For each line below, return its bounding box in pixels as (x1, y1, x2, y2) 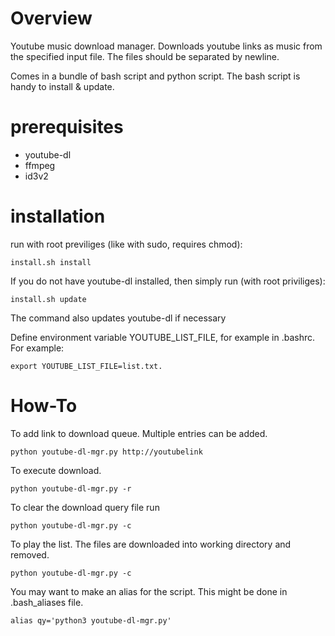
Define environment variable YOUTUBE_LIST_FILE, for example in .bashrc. (10, 331, 316, 343)
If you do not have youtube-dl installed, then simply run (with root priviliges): (10, 275, 326, 287)
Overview (10, 7, 93, 30)
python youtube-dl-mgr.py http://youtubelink (10, 447, 203, 457)
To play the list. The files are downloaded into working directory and (10, 538, 292, 550)
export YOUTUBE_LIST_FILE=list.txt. (10, 361, 163, 371)
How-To (10, 395, 78, 417)
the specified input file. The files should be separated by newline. (10, 50, 280, 62)
